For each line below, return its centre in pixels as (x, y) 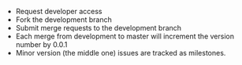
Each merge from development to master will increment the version (125, 36)
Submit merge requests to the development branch (99, 28)
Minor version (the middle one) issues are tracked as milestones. (121, 53)
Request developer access (59, 11)
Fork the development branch (64, 20)
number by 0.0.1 (41, 45)
